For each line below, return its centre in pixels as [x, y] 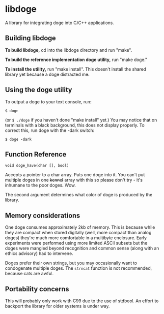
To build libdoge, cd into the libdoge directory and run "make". [69, 50]
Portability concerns [37, 289]
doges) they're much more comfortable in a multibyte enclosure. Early [76, 238]
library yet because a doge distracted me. [47, 74]
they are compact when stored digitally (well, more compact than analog [78, 233]
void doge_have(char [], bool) [37, 166]
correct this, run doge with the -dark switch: [50, 130]
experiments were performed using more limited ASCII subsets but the [76, 243]
